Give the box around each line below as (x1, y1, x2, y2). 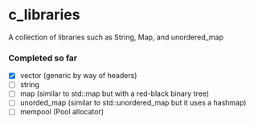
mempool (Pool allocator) (19, 107, 104, 117)
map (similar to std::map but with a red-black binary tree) (19, 89, 210, 98)
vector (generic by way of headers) (19, 71, 137, 81)
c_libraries (8, 6, 80, 24)
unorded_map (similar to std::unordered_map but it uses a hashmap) (19, 98, 247, 108)
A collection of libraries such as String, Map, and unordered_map (8, 32, 223, 42)
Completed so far (8, 52, 78, 64)
